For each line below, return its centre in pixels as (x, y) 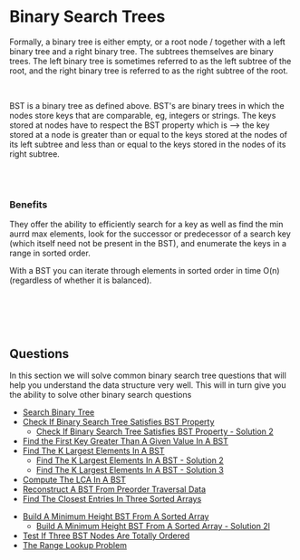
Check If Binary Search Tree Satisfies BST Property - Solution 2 (155, 431)
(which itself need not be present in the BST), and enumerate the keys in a (148, 244)
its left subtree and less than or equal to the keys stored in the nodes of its (148, 144)
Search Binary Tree (58, 412)
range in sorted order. (50, 253)
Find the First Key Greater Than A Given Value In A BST (126, 441)
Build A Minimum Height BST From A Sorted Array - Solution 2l (153, 526)
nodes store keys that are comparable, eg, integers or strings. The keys (143, 115)
